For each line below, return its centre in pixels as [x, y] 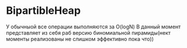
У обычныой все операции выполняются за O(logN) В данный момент [93, 27]
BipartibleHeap [43, 11]
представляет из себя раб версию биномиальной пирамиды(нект [89, 32]
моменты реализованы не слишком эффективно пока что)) [80, 39]
